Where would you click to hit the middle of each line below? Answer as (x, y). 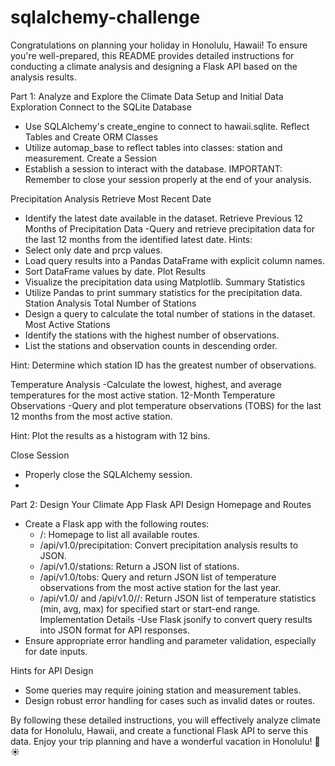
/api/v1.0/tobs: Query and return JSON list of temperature (158, 577)
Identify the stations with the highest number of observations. (152, 335)
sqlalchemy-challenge (105, 17)
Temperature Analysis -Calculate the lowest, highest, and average (146, 384)
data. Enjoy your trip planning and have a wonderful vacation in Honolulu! (161, 741)
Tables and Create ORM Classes (91, 137)
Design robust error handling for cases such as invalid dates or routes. (170, 700)
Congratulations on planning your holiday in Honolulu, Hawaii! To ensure (159, 45)
